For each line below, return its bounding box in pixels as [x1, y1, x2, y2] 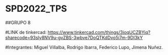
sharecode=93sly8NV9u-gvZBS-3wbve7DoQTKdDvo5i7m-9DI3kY [5, 34, 143, 40]
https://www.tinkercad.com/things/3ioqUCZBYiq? [47, 29, 150, 35]
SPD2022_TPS [5, 3, 67, 14]
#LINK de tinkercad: [5, 29, 47, 35]
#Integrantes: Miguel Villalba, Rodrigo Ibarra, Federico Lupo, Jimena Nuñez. [5, 44, 163, 50]
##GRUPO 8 [5, 19, 31, 25]
